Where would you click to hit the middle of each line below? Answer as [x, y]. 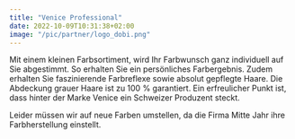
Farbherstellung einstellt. [55, 125]
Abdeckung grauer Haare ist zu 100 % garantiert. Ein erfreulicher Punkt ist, [148, 88]
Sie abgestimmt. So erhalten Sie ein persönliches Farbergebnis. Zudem [141, 69]
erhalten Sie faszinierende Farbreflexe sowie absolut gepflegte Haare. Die [146, 79]
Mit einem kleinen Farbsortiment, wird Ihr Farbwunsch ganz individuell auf [147, 60]
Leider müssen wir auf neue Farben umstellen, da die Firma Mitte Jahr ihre [147, 115]
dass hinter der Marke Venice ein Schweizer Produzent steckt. [125, 98]
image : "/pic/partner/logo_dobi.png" [80, 34]
